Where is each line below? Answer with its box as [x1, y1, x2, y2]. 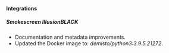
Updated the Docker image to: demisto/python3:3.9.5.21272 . [14, 39, 164, 47]
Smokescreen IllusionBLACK [6, 18, 79, 26]
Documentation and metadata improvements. [14, 33, 126, 40]
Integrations [6, 5, 37, 12]
